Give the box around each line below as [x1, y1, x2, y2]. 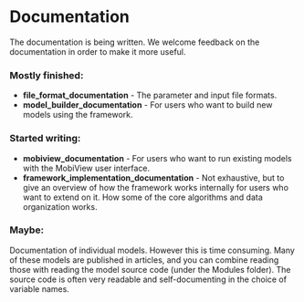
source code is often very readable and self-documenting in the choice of [9, 274, 288, 285]
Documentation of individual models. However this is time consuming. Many [9, 245, 295, 255]
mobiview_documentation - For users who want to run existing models [22, 152, 292, 163]
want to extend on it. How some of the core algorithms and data [22, 192, 263, 203]
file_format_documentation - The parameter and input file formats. [22, 89, 278, 101]
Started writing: [9, 132, 81, 145]
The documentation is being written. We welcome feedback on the [9, 36, 260, 47]
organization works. [22, 201, 98, 212]
